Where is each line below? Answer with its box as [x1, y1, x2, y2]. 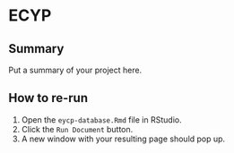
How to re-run [8, 90, 89, 106]
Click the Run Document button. [21, 123, 134, 134]
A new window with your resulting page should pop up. [21, 133, 226, 144]
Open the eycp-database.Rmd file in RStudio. [21, 114, 182, 125]
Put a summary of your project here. [8, 64, 143, 75]
